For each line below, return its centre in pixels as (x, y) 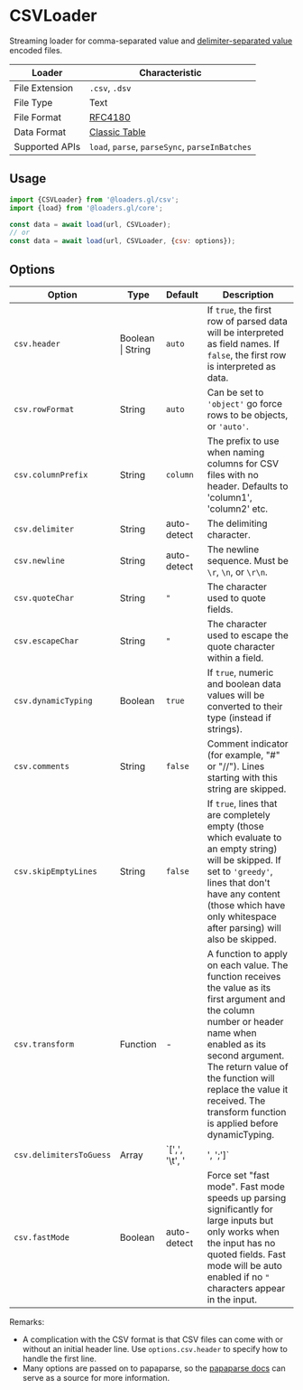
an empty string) (242, 849)
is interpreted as (242, 366)
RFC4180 (110, 117)
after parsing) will (244, 927)
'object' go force (244, 403)
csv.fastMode (42, 1237)
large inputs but (240, 1220)
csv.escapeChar (46, 641)
